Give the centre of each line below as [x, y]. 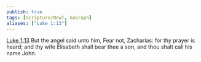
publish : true [25, 12]
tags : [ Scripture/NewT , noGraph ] [49, 18]
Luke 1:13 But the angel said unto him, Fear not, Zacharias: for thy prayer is [101, 41]
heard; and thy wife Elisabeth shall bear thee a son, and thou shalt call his [99, 47]
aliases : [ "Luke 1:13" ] [37, 23]
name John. [22, 53]
